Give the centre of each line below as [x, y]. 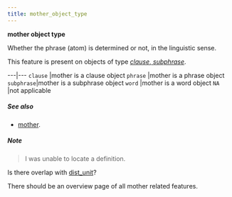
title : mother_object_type [47, 14]
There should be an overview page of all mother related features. [102, 186]
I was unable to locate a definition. [75, 158]
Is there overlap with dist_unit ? [52, 172]
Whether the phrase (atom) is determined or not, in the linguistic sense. [112, 47]
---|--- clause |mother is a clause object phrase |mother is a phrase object [116, 75]
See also [21, 106]
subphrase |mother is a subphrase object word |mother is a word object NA [114, 83]
